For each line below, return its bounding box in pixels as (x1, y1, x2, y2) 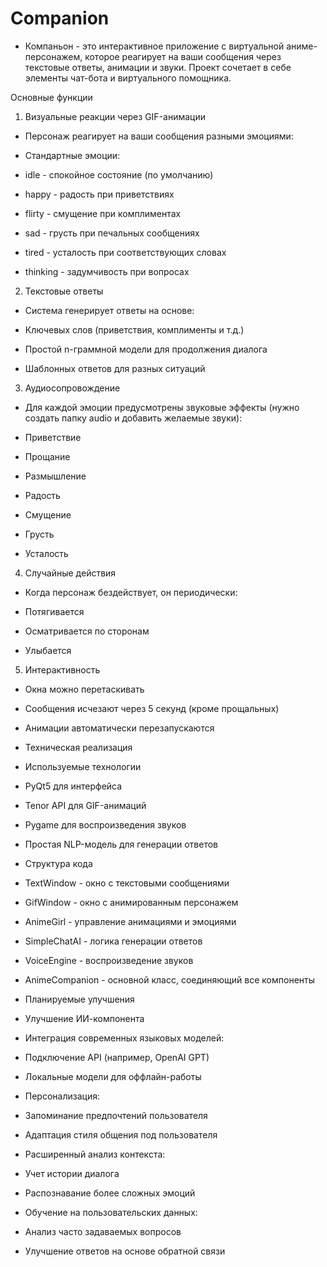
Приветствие (24, 431, 82, 443)
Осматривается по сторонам (24, 625, 150, 637)
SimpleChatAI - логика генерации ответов (24, 935, 203, 947)
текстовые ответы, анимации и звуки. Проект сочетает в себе (24, 61, 292, 73)
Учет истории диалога (24, 1167, 120, 1179)
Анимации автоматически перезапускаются (24, 722, 215, 734)
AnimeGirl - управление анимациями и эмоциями (24, 915, 237, 927)
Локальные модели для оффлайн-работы (24, 1070, 202, 1082)
